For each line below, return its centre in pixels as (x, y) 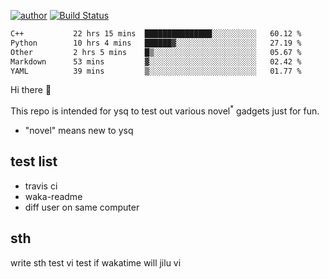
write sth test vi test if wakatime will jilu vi (96, 262)
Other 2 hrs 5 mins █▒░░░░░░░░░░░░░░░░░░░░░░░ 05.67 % (156, 52)
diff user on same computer (82, 207)
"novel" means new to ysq (79, 131)
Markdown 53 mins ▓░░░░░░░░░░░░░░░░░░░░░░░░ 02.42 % (156, 61)
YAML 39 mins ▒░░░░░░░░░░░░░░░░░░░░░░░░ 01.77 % (156, 71)
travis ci (41, 186)
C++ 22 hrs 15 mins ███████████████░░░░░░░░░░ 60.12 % (156, 34)
